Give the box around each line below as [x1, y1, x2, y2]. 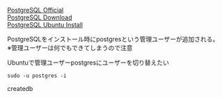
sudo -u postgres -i [7, 72, 68, 79]
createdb [7, 85, 33, 92]
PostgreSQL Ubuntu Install [7, 21, 84, 28]
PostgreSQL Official [7, 6, 64, 14]
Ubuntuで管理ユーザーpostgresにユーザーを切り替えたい [7, 58, 169, 67]
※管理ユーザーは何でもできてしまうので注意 [7, 44, 134, 51]
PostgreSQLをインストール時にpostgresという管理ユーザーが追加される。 [7, 35, 219, 43]
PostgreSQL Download [7, 13, 72, 22]
